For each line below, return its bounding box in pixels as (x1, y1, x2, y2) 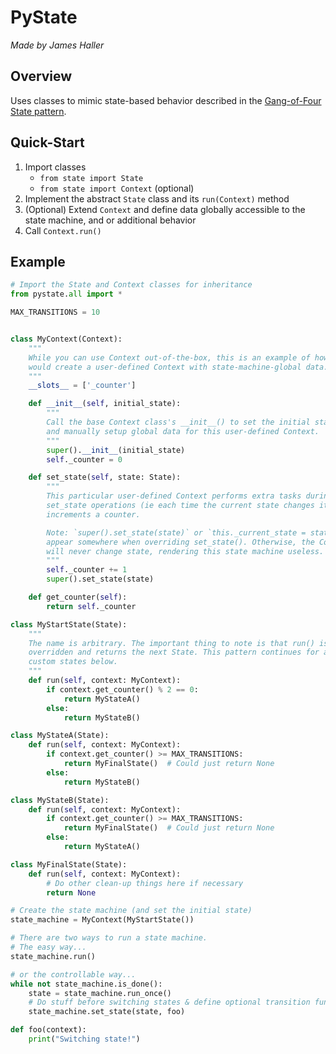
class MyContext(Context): (10, 334, 123, 344)
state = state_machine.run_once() (28, 988, 172, 998)
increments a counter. (46, 509, 141, 520)
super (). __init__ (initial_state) (46, 445, 186, 455)
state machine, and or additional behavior (24, 214, 197, 226)
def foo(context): (10, 1025, 87, 1035)
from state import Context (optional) (39, 182, 195, 194)
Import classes (24, 161, 87, 173)
